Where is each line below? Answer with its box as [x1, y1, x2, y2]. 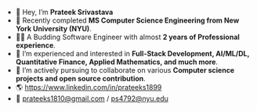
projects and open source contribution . [15, 74, 147, 83]
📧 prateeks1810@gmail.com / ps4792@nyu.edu [15, 94, 168, 103]
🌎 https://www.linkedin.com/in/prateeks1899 [15, 83, 162, 91]
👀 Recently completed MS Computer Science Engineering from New [15, 16, 240, 25]
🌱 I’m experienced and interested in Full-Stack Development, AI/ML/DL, [15, 49, 250, 58]
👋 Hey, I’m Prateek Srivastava [15, 8, 114, 16]
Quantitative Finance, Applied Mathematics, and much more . [15, 57, 218, 66]
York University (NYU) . [15, 24, 92, 33]
